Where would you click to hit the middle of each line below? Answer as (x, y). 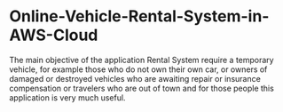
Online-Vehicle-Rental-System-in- (139, 16)
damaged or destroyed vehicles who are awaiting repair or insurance (135, 78)
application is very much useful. (67, 97)
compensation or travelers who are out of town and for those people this (142, 88)
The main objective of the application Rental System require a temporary (141, 60)
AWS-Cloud (54, 35)
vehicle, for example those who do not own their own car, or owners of (138, 69)
